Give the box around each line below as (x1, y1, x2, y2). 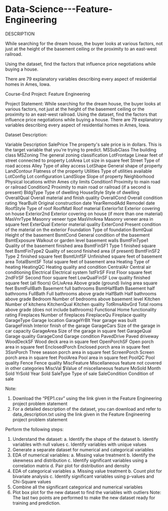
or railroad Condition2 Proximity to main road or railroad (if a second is (5, 184, 151, 190)
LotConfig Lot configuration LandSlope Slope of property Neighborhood (5, 173, 154, 179)
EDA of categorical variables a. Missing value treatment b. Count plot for (12, 468, 162, 474)
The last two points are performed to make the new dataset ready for (12, 494, 155, 500)
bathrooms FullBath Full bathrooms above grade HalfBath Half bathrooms (5, 290, 157, 296)
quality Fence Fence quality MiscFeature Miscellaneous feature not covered (5, 360, 162, 366)
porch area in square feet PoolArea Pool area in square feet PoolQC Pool (5, 355, 155, 361)
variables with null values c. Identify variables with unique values (12, 441, 147, 447)
